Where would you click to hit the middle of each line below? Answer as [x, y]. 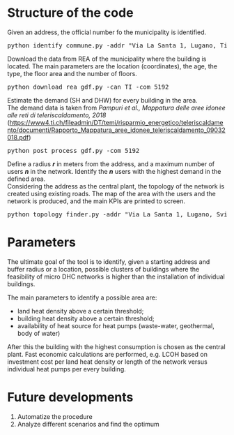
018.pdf [18, 137]
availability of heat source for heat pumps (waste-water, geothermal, [116, 325]
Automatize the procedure [55, 416]
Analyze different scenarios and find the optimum [88, 424]
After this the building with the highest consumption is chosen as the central [116, 346]
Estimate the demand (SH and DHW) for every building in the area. [102, 100]
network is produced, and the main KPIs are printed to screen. [96, 201]
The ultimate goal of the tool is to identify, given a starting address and [109, 261]
